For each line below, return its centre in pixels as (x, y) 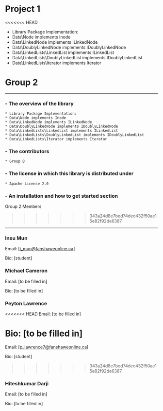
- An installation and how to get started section (62, 196)
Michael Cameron (26, 271)
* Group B (15, 161)
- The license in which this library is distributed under (69, 173)
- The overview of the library (39, 103)
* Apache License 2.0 (27, 184)
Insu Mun (16, 238)
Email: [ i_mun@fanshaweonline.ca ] (40, 249)
